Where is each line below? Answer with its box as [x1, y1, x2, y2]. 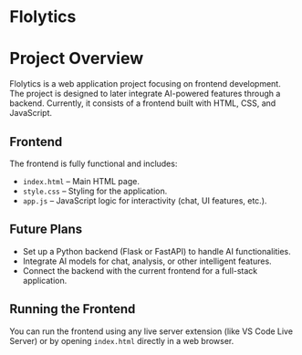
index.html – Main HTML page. [22, 175, 140, 186]
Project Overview [9, 48, 144, 69]
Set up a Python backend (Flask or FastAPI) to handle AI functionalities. [22, 245, 291, 256]
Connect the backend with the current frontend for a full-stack [22, 265, 258, 276]
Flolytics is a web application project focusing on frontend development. [9, 78, 281, 89]
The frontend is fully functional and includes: [9, 158, 178, 169]
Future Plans [9, 222, 83, 237]
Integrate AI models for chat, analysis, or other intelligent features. [22, 256, 272, 266]
